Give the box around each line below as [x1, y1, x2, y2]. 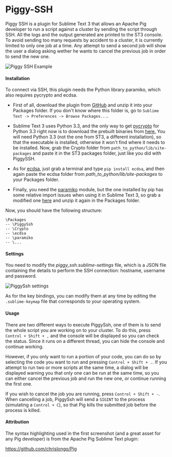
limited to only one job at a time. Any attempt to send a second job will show [5, 42, 166, 48]
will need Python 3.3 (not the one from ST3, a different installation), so [12, 134, 162, 140]
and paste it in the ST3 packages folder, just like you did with [32, 150, 162, 156]
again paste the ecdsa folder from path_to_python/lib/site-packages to [12, 171, 163, 177]
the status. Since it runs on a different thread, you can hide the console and [5, 338, 165, 344]
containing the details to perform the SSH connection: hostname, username [5, 267, 165, 273]
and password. [5, 273, 37, 279]
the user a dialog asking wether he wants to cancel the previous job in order [5, 48, 166, 54]
